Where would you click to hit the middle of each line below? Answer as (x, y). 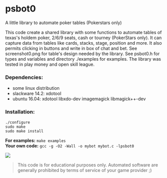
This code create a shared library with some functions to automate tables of (83, 32)
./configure (18, 122)
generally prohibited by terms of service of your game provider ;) (85, 170)
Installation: (20, 112)
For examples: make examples (36, 140)
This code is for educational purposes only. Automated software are (88, 165)
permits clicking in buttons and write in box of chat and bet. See (71, 48)
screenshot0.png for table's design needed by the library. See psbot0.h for (82, 54)
